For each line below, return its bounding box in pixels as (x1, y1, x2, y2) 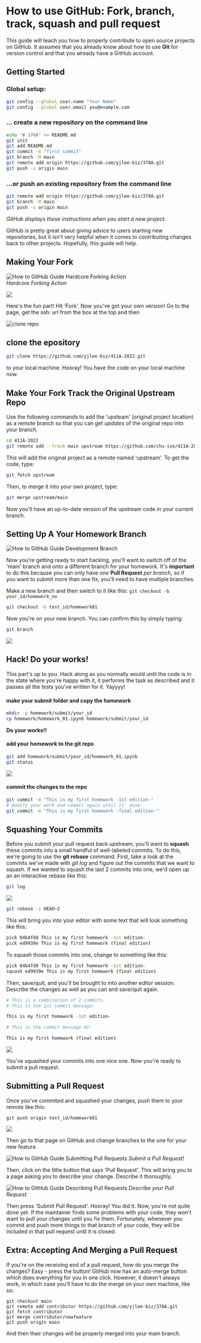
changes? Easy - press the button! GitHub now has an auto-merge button (6, 1267, 187, 1275)
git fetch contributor (6, 1309, 63, 1315)
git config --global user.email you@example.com (6, 104, 130, 110)
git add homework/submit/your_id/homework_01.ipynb (6, 754, 138, 760)
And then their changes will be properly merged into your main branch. (6, 1330, 181, 1337)
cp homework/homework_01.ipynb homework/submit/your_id (6, 716, 148, 722)
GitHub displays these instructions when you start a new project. (6, 215, 166, 223)
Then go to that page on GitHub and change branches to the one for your (6, 1137, 187, 1144)
